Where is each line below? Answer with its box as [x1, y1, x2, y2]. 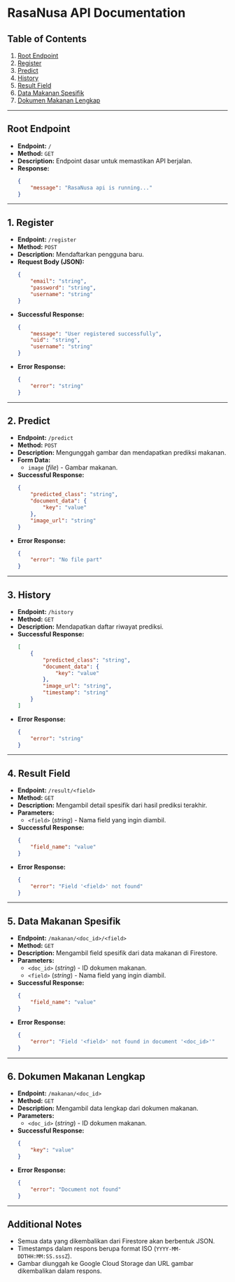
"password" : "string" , [30, 284, 97, 291]
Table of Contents [7, 33, 87, 45]
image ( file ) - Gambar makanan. [27, 463, 118, 472]
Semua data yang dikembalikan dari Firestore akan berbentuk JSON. [17, 1237, 215, 1246]
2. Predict [7, 415, 50, 427]
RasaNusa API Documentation [7, 5, 186, 21]
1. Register [7, 216, 54, 229]
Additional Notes [7, 1218, 83, 1230]
